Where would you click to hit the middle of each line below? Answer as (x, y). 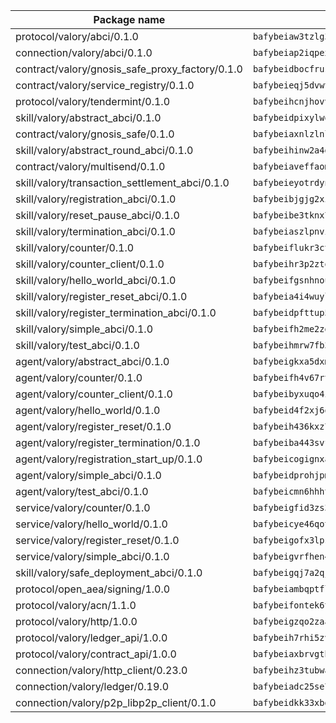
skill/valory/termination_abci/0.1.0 (95, 231)
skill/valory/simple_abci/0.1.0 (84, 329)
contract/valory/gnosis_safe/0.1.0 (95, 134)
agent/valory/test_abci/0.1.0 (82, 491)
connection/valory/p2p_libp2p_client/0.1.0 (116, 702)
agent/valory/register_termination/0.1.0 (108, 442)
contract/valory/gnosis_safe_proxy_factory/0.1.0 (129, 69)
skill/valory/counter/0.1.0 (75, 247)
